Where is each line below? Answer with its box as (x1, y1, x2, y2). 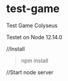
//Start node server (6, 68, 54, 76)
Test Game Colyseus (6, 22, 58, 29)
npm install (20, 57, 49, 64)
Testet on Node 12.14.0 (6, 33, 63, 40)
